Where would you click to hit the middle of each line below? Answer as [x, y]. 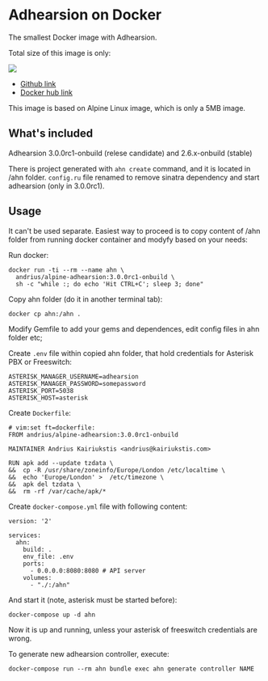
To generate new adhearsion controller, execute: [89, 654]
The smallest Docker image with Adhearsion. [83, 37]
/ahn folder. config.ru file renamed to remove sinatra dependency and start [134, 177]
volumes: [38, 577]
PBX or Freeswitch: [40, 362]
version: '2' [30, 521]
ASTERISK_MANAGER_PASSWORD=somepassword [77, 383]
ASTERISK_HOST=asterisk [48, 398]
